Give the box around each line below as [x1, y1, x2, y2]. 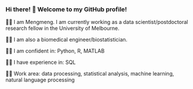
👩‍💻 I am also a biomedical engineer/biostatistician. [5, 36, 128, 43]
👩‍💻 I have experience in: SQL [5, 59, 76, 66]
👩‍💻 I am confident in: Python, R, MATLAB [5, 47, 105, 54]
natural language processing [5, 76, 75, 84]
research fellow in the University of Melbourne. [5, 25, 120, 32]
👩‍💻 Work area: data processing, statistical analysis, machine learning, [5, 70, 174, 77]
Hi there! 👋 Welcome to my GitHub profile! [5, 5, 127, 13]
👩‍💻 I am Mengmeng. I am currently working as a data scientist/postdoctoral [5, 19, 188, 26]
